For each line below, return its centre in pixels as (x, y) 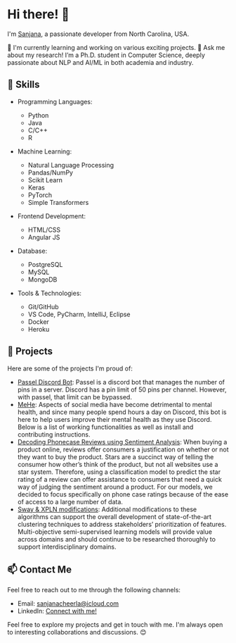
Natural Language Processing (71, 165)
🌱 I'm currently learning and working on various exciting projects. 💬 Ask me (116, 47)
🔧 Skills (24, 85)
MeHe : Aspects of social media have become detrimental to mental (114, 404)
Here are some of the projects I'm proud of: (70, 368)
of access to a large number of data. (70, 501)
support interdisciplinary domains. (67, 547)
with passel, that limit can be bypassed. (74, 397)
